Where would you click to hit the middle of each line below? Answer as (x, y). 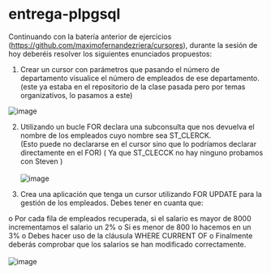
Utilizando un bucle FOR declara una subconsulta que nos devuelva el (137, 126)
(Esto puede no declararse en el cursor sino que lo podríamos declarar (138, 143)
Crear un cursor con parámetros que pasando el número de (120, 69)
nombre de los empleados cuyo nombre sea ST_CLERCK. (116, 135)
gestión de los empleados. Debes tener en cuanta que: (112, 203)
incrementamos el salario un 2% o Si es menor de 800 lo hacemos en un (130, 227)
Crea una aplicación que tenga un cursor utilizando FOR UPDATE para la (141, 194)
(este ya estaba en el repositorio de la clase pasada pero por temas (133, 87)
